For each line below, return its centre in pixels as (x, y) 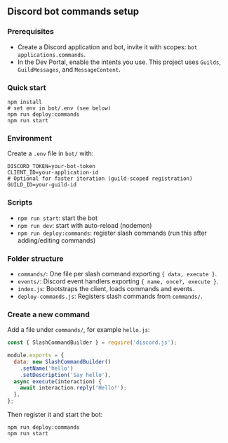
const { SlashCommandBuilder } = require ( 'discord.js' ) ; (92, 343)
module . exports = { (36, 355)
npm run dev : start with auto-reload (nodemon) (85, 225)
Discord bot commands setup (73, 12)
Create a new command (48, 314)
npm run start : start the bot (58, 218)
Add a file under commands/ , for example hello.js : (79, 330)
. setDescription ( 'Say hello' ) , (66, 375)
